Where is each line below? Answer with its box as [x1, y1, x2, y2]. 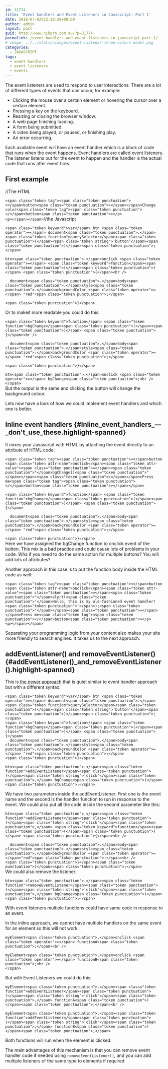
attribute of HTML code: [5, 447, 55, 453]
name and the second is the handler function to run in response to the [5, 796, 149, 803]
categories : [5, 45, 30, 50]
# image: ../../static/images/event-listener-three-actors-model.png [5, 40, 154, 45]
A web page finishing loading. [12, 119, 74, 124]
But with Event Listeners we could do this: [5, 975, 92, 981]
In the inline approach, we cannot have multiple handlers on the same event [5, 920, 161, 926]
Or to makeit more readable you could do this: [5, 309, 100, 315]
